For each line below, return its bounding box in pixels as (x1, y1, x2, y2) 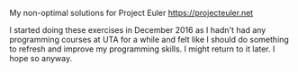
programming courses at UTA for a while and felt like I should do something (9, 35, 290, 44)
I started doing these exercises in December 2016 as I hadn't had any (9, 25, 266, 35)
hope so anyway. (9, 53, 73, 63)
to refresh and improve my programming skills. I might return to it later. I (9, 44, 275, 54)
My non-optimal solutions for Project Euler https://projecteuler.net (9, 8, 254, 18)
